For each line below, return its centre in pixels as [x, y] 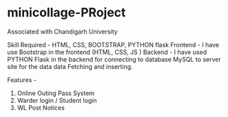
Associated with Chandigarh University [63, 31]
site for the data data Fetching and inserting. [70, 66]
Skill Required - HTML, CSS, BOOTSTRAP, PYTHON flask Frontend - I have [113, 44]
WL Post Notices [41, 107]
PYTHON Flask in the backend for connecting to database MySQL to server [114, 59]
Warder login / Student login [57, 100]
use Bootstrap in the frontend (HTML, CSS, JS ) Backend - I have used [107, 52]
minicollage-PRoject [66, 13]
